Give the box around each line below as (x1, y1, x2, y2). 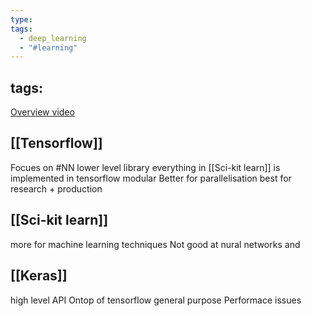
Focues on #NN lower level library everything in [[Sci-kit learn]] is (10, 161, 281, 173)
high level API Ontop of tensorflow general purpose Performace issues (10, 294, 302, 306)
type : (10, 14, 33, 25)
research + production (10, 182, 103, 195)
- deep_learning (19, 33, 87, 43)
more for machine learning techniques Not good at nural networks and (10, 238, 301, 250)
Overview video (10, 106, 75, 118)
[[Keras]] (10, 267, 68, 285)
